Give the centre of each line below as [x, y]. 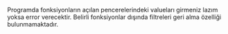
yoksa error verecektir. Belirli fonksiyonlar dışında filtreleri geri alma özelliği [114, 17]
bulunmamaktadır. [33, 24]
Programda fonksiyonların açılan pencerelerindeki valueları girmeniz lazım [113, 10]
